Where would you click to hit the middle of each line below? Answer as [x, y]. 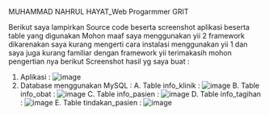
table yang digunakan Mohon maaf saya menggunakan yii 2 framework [126, 36]
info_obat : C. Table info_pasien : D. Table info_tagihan [140, 94]
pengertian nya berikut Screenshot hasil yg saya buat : [99, 61]
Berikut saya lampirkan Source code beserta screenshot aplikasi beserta [129, 27]
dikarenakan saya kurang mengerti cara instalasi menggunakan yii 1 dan [128, 44]
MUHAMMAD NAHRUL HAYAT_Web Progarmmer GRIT [99, 12]
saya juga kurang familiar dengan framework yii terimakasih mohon [120, 53]
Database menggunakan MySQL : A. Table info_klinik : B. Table [140, 85]
